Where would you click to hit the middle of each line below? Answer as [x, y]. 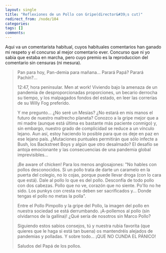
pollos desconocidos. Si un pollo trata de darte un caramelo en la [83, 170]
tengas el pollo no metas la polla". [52, 196]
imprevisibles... [33, 155]
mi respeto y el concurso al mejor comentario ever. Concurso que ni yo [78, 52]
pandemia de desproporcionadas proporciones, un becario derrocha [87, 93]
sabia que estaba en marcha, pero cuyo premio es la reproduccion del [77, 57]
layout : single [21, 10]
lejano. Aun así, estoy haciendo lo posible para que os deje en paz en [88, 134]
